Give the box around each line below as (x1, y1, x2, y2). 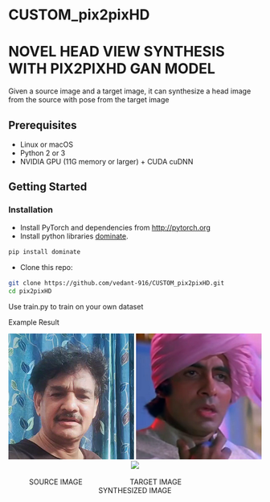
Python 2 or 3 (19, 147, 66, 158)
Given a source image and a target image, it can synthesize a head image (8, 86, 252, 96)
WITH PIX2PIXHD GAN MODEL (8, 60, 215, 78)
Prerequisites (8, 118, 77, 132)
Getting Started (8, 180, 88, 194)
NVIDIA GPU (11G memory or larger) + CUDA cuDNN (19, 156, 194, 166)
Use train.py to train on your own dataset (8, 302, 144, 312)
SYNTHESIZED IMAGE (98, 486, 172, 496)
